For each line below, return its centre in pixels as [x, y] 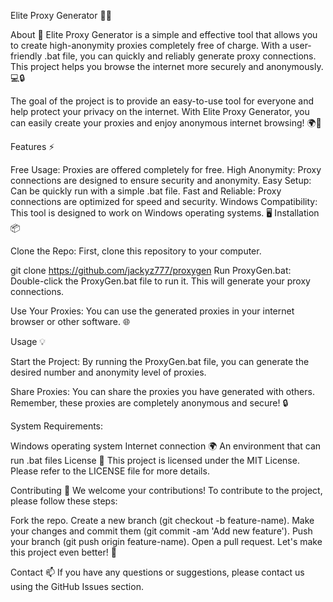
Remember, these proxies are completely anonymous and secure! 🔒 [149, 403]
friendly [26, 56]
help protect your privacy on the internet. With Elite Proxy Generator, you [160, 111]
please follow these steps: [64, 501]
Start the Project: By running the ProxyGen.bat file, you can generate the [160, 361]
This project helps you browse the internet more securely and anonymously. [167, 66]
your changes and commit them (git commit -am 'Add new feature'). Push [161, 531]
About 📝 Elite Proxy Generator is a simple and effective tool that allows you [164, 34]
